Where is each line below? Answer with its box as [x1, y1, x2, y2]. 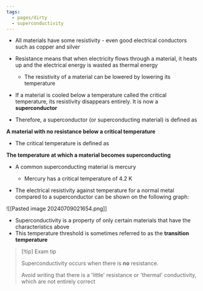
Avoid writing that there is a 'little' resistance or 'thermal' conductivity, [21, 272, 197, 279]
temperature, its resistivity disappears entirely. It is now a [15, 98, 159, 105]
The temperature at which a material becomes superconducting [6, 151, 171, 159]
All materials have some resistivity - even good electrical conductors [15, 37, 187, 44]
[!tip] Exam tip [21, 248, 57, 255]
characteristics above [15, 223, 70, 231]
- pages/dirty [12, 15, 47, 21]
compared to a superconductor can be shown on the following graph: [15, 193, 190, 200]
